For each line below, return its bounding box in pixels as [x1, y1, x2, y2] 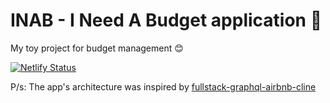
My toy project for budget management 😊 [10, 42, 184, 54]
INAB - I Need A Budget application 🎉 [10, 9, 323, 32]
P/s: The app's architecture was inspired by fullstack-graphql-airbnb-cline [10, 80, 317, 93]
